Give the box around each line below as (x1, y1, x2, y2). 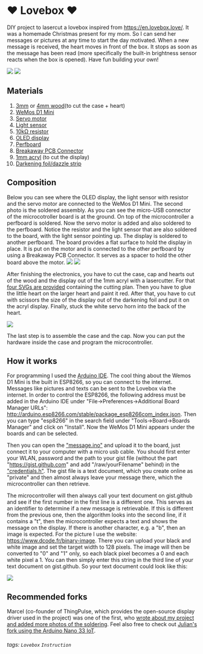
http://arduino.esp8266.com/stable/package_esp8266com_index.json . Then (7, 411, 197, 418)
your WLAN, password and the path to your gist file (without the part (7, 455, 178, 462)
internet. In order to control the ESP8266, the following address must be (7, 391, 186, 398)
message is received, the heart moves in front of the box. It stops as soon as (7, 43, 198, 50)
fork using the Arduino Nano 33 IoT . (7, 627, 96, 635)
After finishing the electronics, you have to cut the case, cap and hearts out (7, 270, 195, 277)
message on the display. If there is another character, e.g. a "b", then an (7, 524, 186, 532)
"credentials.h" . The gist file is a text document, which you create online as (7, 467, 193, 475)
